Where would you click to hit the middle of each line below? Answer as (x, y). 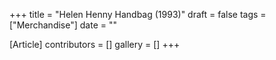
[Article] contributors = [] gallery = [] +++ (95, 44)
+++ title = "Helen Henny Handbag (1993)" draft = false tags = (138, 14)
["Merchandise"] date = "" (63, 25)
